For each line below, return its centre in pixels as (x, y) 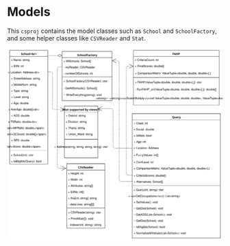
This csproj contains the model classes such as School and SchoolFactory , (112, 31)
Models (29, 12)
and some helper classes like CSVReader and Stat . (77, 38)
